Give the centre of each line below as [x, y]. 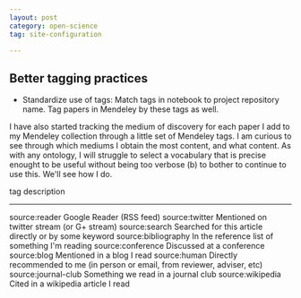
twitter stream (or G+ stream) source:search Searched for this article [136, 227]
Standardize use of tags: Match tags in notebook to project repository [150, 100]
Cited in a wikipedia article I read [69, 284]
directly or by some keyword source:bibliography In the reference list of [142, 236]
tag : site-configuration [56, 34]
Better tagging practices [78, 78]
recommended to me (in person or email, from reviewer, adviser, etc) [136, 265]
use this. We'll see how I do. [61, 175]
